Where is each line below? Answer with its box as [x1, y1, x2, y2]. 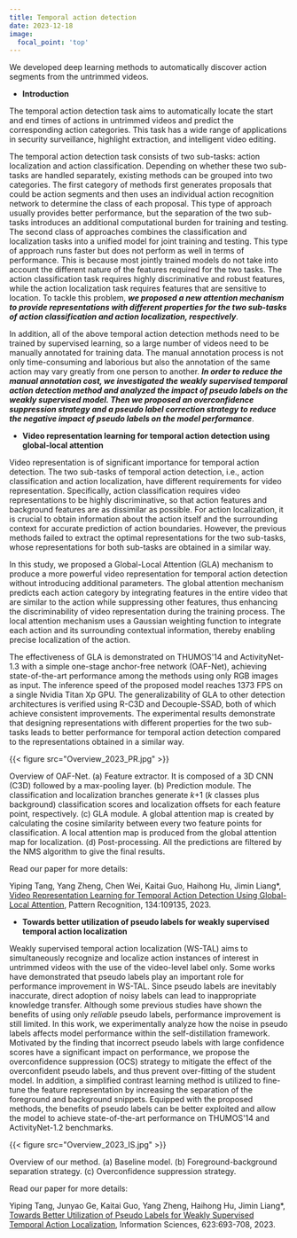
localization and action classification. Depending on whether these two [9, 161, 269, 171]
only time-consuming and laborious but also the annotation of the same [9, 357, 270, 368]
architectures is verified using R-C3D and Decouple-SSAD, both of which [9, 699, 277, 709]
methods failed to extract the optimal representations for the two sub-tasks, [9, 533, 286, 544]
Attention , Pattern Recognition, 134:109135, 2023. [30, 899, 212, 910]
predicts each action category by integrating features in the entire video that [9, 587, 288, 599]
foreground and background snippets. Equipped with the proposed [9, 1094, 254, 1105]
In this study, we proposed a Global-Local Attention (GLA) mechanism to [9, 560, 274, 570]
